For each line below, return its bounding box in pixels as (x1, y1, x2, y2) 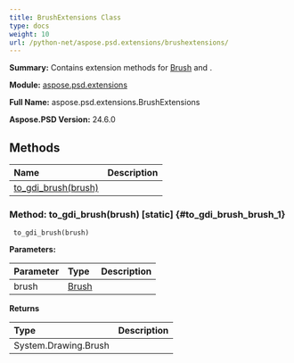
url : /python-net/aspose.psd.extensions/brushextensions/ (9, 37, 229, 47)
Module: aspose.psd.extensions (9, 79, 127, 90)
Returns (9, 303, 40, 314)
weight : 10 (9, 29, 50, 38)
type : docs (9, 21, 50, 30)
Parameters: (9, 244, 56, 255)
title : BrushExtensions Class (9, 12, 122, 22)
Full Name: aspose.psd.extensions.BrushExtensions (9, 97, 200, 108)
